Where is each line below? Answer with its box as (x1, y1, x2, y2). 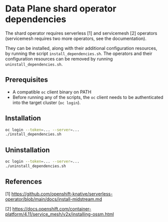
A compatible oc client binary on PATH (12, 88, 92, 95)
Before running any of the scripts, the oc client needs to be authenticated (12, 94, 163, 100)
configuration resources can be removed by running (5, 55, 113, 61)
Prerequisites (5, 75, 48, 84)
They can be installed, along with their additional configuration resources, (5, 45, 157, 51)
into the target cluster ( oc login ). (12, 99, 81, 105)
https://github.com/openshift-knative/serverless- (11, 190, 113, 196)
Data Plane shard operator (5, 3, 117, 14)
